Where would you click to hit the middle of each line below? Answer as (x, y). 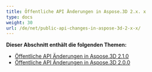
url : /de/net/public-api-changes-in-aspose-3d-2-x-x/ (74, 28)
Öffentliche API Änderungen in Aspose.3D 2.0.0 (72, 63)
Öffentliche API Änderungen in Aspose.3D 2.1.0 (72, 56)
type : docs (19, 17)
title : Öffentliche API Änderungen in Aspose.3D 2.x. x (76, 12)
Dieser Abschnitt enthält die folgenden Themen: (66, 45)
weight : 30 (19, 22)
